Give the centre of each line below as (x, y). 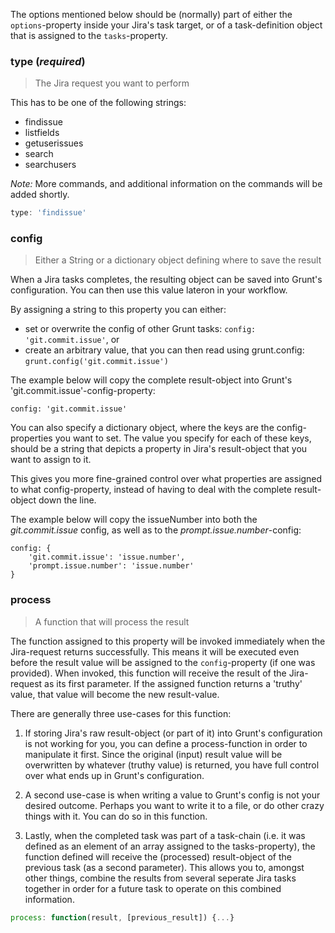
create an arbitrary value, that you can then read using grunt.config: (164, 350)
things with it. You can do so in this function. (116, 816)
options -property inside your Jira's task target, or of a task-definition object (166, 25)
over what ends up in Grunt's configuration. (114, 775)
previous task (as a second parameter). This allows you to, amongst (164, 867)
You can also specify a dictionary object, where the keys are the (142, 428)
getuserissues (54, 143)
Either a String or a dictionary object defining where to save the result (178, 260)
